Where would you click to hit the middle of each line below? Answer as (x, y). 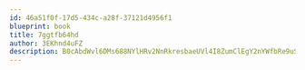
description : (34, 52)
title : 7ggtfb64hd (44, 35)
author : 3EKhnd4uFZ (46, 43)
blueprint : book (40, 26)
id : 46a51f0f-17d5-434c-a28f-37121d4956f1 (91, 18)
